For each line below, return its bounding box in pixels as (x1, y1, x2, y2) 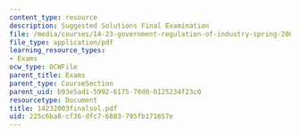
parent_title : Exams (9, 71, 87, 80)
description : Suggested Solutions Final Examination (9, 21, 210, 30)
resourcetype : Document (9, 95, 98, 105)
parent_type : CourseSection (9, 79, 114, 88)
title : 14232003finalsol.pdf (9, 104, 118, 113)
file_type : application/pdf (9, 37, 114, 47)
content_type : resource (9, 12, 98, 22)
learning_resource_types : (9, 46, 105, 55)
